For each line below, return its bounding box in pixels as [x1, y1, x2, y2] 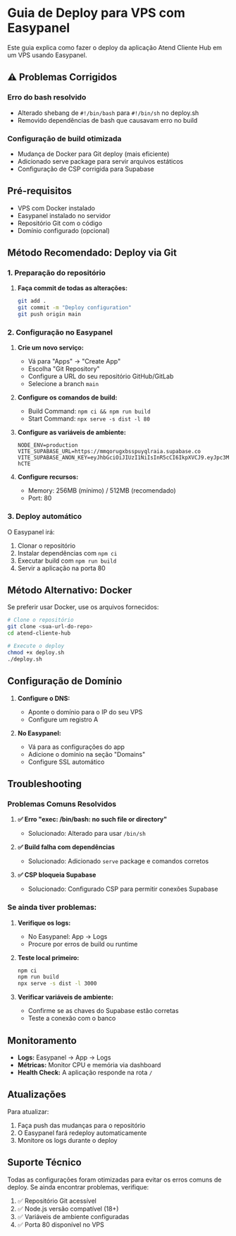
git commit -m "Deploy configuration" [17, 304, 132, 311]
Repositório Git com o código [17, 219, 103, 227]
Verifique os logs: [17, 918, 71, 927]
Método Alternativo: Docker [7, 584, 132, 596]
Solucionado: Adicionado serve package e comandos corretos [27, 857, 209, 865]
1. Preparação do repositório [7, 268, 106, 278]
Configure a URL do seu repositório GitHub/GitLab [27, 372, 174, 380]
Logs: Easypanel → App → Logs [17, 1053, 111, 1062]
